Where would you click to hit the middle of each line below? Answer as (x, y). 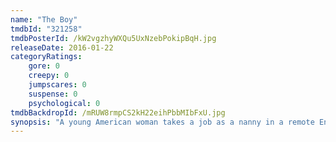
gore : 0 (44, 66)
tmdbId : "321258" (46, 29)
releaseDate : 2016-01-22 (62, 47)
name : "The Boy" (44, 19)
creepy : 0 (49, 76)
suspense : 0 (53, 94)
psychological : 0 (64, 103)
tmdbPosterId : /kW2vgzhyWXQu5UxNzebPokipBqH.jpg (113, 38)
